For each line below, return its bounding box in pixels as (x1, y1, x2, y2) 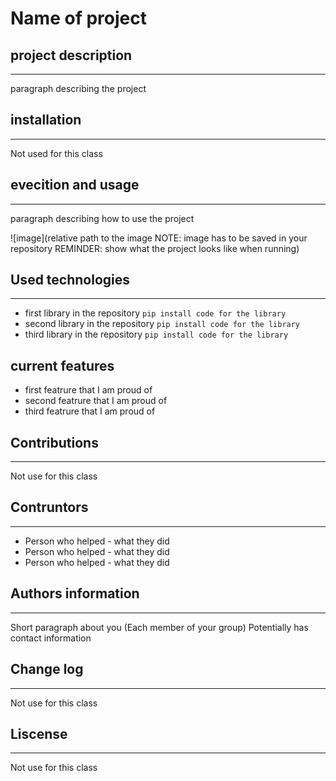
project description (10, 47, 133, 64)
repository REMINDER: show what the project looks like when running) (10, 242, 300, 254)
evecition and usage (10, 177, 140, 194)
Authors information (10, 585, 140, 602)
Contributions (10, 434, 99, 451)
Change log (10, 661, 84, 678)
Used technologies (10, 272, 131, 289)
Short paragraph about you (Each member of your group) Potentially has (10, 621, 309, 633)
